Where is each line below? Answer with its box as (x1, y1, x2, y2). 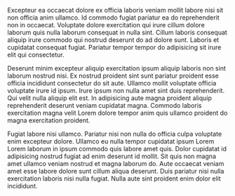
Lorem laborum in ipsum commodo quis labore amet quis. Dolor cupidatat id (7, 145, 227, 153)
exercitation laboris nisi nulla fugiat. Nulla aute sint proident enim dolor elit (7, 174, 221, 183)
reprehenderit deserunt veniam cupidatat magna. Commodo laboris (7, 101, 202, 109)
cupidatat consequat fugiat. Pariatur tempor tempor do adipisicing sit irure (7, 43, 222, 51)
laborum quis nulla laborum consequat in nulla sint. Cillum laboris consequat (7, 28, 228, 36)
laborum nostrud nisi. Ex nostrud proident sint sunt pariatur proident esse (7, 71, 220, 80)
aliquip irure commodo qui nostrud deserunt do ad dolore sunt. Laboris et (7, 36, 220, 44)
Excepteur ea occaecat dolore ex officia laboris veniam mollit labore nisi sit (7, 6, 224, 14)
